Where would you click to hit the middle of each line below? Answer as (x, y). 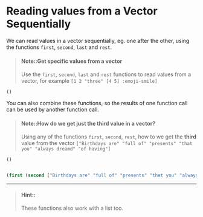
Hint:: (28, 195)
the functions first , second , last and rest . (59, 47)
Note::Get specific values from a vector (72, 61)
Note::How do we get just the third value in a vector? (88, 123)
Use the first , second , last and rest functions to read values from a (106, 74)
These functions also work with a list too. (72, 208)
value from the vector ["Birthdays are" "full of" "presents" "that (107, 143)
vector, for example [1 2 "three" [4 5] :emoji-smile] (89, 81)
